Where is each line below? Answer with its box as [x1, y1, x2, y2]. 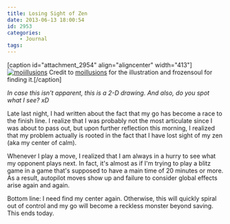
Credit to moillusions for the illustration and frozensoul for [49, 68, 213, 76]
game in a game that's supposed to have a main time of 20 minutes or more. [7, 166, 224, 175]
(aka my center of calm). [7, 139, 77, 146]
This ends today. [7, 209, 54, 217]
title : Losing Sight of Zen [7, 10, 88, 17]
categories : [7, 29, 41, 36]
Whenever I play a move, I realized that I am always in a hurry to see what [7, 152, 216, 160]
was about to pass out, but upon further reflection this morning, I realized [7, 124, 216, 132]
